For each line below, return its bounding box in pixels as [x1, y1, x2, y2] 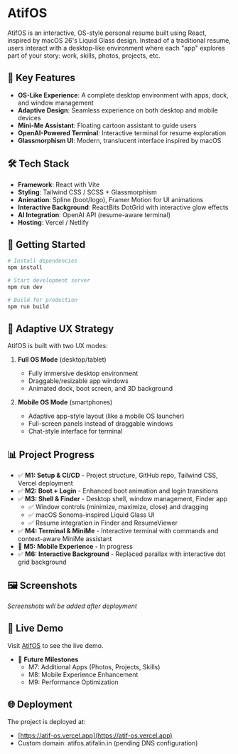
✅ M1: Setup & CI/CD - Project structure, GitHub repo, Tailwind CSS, [17, 471, 218, 480]
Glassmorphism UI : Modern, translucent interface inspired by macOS [17, 136, 222, 145]
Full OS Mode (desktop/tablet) [17, 355, 107, 364]
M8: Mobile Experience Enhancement [28, 670, 139, 679]
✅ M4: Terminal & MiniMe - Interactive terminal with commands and [17, 527, 219, 535]
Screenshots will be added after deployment [7, 602, 137, 610]
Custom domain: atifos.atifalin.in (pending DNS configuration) [17, 738, 198, 747]
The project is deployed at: [7, 717, 86, 726]
